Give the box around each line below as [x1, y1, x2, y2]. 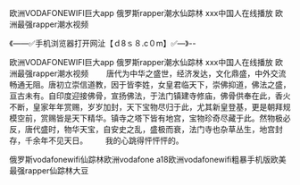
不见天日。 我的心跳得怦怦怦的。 [47, 135, 184, 146]
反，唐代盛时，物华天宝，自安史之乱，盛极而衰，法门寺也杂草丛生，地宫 [9, 124, 275, 134]
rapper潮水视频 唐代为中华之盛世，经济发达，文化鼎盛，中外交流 [32, 68, 287, 79]
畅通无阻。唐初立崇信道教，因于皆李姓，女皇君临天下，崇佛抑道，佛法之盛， [9, 80, 291, 89]
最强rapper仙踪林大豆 [9, 165, 89, 176]
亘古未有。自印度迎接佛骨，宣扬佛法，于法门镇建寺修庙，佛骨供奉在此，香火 [9, 90, 291, 101]
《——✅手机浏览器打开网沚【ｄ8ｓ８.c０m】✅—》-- [9, 38, 196, 48]
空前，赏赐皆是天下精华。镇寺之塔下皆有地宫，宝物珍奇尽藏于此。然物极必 [16, 113, 291, 123]
